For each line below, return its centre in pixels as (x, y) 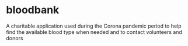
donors (15, 38)
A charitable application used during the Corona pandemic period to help (94, 26)
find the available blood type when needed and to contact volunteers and (94, 32)
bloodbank (33, 10)
